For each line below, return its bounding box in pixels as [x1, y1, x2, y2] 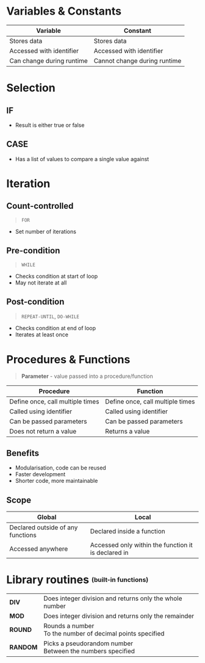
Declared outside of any [9, 523, 78, 532]
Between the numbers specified [43, 647, 135, 655]
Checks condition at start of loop [15, 272, 98, 280]
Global [37, 513, 57, 521]
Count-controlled [6, 201, 74, 211]
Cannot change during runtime [93, 56, 182, 65]
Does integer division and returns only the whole [43, 594, 182, 603]
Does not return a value [9, 427, 77, 436]
